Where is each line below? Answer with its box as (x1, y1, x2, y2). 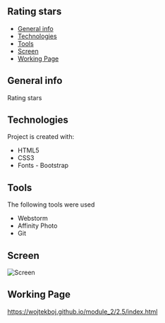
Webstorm (17, 214, 48, 223)
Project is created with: (7, 133, 75, 141)
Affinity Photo (17, 221, 58, 230)
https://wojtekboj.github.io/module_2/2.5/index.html (7, 307, 158, 316)
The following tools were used (7, 200, 95, 209)
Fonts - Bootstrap (17, 161, 69, 170)
